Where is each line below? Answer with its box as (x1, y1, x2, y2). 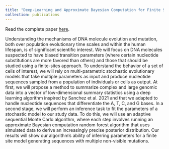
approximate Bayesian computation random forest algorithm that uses (5, 122, 150, 128)
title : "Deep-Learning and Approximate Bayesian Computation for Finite (5, 7, 161, 13)
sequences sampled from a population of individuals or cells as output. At (5, 79, 158, 85)
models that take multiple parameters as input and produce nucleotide (5, 73, 151, 79)
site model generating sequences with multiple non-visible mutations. (5, 137, 149, 144)
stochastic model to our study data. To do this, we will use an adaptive (5, 111, 151, 117)
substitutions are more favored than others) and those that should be (5, 57, 148, 63)
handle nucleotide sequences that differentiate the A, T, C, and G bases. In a (5, 100, 163, 106)
